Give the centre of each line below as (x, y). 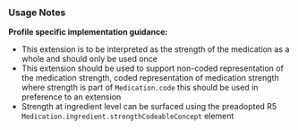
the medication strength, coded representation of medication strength (150, 78)
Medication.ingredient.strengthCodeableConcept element (128, 116)
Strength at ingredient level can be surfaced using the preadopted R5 (149, 107)
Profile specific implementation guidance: (88, 32)
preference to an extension (71, 97)
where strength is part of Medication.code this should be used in (140, 88)
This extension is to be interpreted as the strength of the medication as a (155, 49)
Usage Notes (37, 13)
